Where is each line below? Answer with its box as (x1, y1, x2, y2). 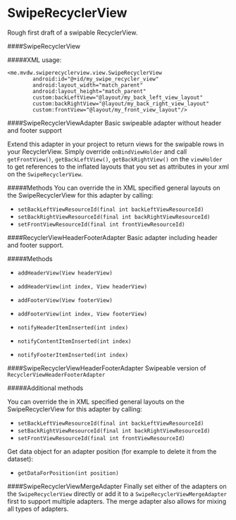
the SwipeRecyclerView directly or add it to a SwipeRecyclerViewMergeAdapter (7, 489, 228, 498)
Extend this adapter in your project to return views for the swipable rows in (7, 140, 224, 148)
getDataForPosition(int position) (17, 469, 119, 477)
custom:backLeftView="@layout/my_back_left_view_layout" (32, 94, 203, 101)
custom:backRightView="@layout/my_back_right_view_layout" (32, 100, 210, 107)
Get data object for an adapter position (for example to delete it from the (7, 447, 217, 456)
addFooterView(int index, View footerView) (17, 310, 148, 318)
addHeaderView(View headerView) (17, 270, 113, 277)
